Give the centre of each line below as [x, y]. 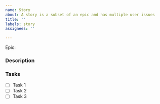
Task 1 [19, 85]
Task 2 [19, 91]
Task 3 [19, 96]
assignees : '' [20, 29]
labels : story [20, 24]
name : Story [18, 10]
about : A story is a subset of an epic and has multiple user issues [80, 15]
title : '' [16, 19]
